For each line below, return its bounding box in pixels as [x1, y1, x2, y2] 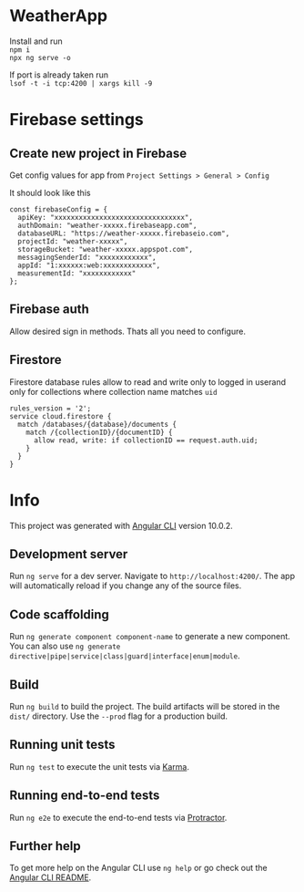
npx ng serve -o [9, 53, 71, 62]
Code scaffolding [9, 607, 109, 622]
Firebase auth [9, 302, 89, 317]
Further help [9, 838, 82, 854]
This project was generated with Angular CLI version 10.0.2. [9, 520, 234, 531]
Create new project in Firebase [9, 145, 187, 161]
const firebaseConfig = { [9, 204, 107, 214]
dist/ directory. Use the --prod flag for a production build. [9, 710, 228, 721]
